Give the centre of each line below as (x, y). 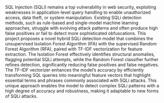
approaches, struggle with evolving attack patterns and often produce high (82, 28)
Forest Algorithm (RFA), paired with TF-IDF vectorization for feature (74, 49)
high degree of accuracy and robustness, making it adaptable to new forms (82, 91)
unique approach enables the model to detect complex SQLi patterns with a (82, 86)
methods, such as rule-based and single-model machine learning (72, 23)
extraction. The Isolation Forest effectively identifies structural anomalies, (80, 54)
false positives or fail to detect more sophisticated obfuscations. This (76, 33)
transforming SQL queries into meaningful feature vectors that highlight (78, 75)
